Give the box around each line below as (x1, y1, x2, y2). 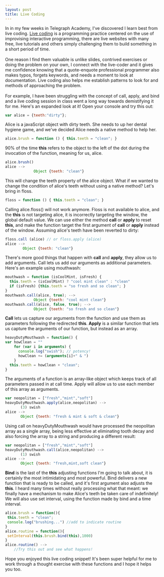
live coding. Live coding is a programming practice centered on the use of (5, 30, 154, 36)
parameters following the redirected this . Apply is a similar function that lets (5, 320, 159, 326)
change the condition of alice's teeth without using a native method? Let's (5, 183, 154, 189)
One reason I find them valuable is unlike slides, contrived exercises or (5, 56, 148, 62)
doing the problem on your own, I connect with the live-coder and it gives (5, 62, 153, 68)
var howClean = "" (5, 340, 43, 345)
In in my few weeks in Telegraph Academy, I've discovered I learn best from (5, 25, 158, 31)
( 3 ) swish (20, 405, 41, 410)
